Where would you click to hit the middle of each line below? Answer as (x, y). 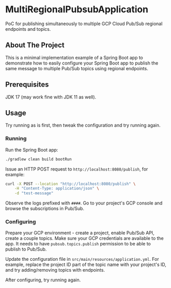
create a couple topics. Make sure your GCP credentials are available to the (84, 238)
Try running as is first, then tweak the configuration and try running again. (83, 125)
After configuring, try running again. (43, 280)
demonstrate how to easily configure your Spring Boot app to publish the (82, 63)
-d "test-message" (34, 193)
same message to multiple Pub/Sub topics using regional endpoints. (77, 68)
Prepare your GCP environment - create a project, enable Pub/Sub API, (80, 233)
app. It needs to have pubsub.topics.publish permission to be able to (78, 244)
